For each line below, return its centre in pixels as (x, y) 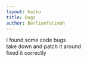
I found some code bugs (36, 40)
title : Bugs (21, 17)
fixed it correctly (26, 53)
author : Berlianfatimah (36, 23)
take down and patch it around (44, 46)
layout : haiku (24, 12)
